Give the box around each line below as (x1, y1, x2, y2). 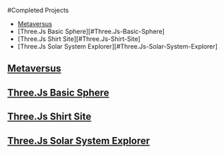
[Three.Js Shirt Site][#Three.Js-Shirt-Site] (17, 35, 141, 43)
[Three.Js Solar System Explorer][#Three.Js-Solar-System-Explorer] (17, 42, 218, 50)
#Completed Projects (7, 6, 69, 14)
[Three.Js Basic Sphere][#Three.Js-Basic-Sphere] (17, 28, 165, 35)
